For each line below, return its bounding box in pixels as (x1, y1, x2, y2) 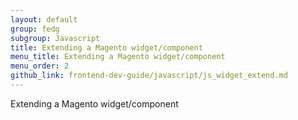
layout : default (10, 14, 78, 25)
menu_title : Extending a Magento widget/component (10, 52, 226, 62)
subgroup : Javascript (10, 33, 101, 43)
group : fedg (10, 24, 60, 34)
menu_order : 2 (10, 61, 70, 71)
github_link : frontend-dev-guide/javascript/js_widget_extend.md (10, 71, 288, 81)
